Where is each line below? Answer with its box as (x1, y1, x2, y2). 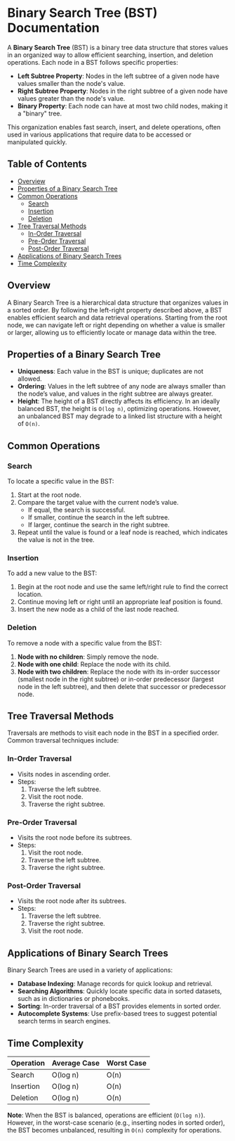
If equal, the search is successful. (27, 505, 126, 515)
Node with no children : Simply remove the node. (17, 653, 159, 661)
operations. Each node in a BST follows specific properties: (7, 58, 179, 66)
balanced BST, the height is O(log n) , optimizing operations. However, (17, 405, 221, 413)
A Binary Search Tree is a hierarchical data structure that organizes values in (7, 298, 229, 307)
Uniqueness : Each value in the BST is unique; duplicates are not (17, 367, 203, 376)
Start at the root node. (17, 491, 82, 499)
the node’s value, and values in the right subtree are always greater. (17, 389, 213, 398)
